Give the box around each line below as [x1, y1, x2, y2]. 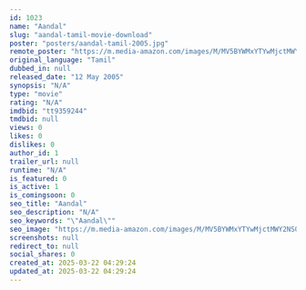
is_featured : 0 [9, 174, 67, 183]
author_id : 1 [9, 148, 59, 157]
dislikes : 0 [9, 140, 55, 149]
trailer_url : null [9, 156, 79, 166]
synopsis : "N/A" [9, 81, 71, 90]
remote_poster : [9, 47, 67, 56]
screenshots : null [9, 233, 79, 242]
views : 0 [9, 124, 43, 133]
